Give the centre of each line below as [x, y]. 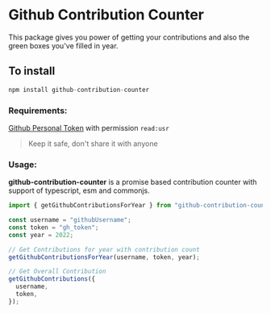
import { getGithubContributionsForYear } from [90, 206]
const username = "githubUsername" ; [70, 220]
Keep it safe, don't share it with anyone [93, 144]
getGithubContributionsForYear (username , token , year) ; [104, 257]
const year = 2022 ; [41, 235]
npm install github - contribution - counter [79, 90]
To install [32, 71]
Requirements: [38, 111]
